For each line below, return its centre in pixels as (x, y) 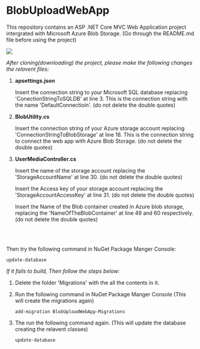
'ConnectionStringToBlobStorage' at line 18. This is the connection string (104, 134)
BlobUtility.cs (32, 116)
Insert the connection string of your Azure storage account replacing (100, 128)
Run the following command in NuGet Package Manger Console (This (101, 294)
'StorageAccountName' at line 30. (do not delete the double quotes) (99, 177)
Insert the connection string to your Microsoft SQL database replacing (101, 92)
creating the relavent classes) (51, 329)
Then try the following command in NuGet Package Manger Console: (91, 249)
